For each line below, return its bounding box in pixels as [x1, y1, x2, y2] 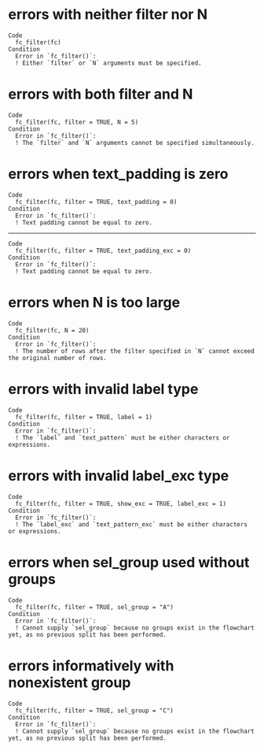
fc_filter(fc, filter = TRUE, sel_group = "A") [15, 603, 174, 611]
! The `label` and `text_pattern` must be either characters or [15, 433, 230, 442]
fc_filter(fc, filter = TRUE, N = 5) [15, 118, 139, 126]
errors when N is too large [8, 294, 181, 311]
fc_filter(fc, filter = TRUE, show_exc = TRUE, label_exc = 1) [15, 499, 226, 507]
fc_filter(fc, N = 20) [15, 326, 90, 334]
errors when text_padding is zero [8, 165, 229, 183]
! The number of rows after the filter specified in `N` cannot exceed [15, 347, 255, 355]
